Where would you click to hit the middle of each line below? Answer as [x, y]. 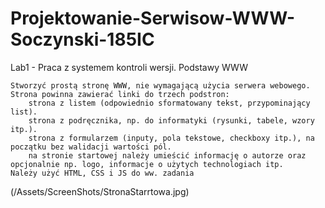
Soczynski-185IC [82, 39]
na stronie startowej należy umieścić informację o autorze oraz [167, 155]
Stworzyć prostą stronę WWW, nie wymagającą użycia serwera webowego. [160, 85]
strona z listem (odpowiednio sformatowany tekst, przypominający [169, 103]
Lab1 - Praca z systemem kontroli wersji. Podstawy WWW [129, 67]
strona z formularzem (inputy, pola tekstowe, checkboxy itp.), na [171, 138]
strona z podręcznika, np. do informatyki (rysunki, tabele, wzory [171, 120]
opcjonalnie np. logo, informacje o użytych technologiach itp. [147, 164]
